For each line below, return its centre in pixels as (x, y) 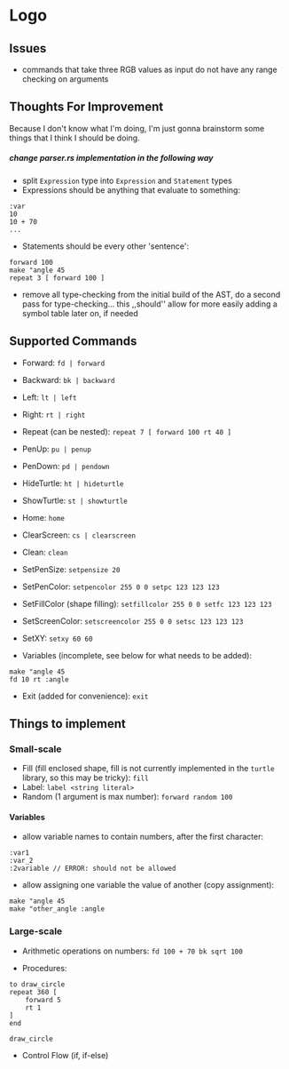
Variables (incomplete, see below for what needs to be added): (137, 655)
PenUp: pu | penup (56, 449)
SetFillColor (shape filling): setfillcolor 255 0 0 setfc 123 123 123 (147, 603)
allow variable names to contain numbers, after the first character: (143, 837)
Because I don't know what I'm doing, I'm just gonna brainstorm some (137, 128)
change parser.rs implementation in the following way (111, 158)
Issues (28, 48)
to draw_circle (37, 984)
